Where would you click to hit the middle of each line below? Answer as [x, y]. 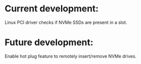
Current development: [51, 9]
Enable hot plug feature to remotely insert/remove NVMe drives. [71, 56]
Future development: [49, 42]
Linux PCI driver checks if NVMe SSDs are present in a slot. [66, 22]
